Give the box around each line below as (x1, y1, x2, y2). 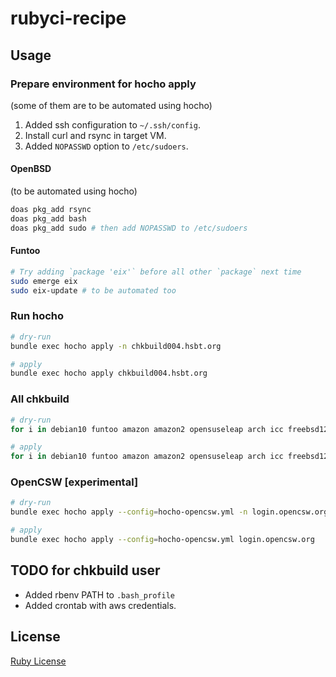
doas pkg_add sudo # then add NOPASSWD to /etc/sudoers (10, 223, 248, 233)
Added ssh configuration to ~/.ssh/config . (24, 118, 201, 131)
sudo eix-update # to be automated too (10, 285, 177, 296)
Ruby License (10, 655, 67, 667)
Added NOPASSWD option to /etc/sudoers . (24, 140, 189, 152)
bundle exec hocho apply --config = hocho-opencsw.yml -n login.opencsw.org (10, 507, 329, 517)
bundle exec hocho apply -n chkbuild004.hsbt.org (10, 341, 222, 351)
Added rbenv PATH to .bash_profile (24, 588, 175, 601)
